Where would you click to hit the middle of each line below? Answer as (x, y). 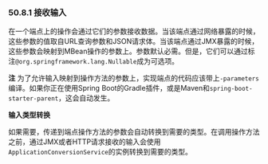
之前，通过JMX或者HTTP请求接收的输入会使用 (85, 142)
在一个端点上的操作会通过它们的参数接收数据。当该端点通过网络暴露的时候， (134, 31)
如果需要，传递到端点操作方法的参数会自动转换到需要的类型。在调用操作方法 (134, 132)
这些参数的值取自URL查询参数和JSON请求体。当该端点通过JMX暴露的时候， (134, 41)
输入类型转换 (29, 115)
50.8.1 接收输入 (37, 12)
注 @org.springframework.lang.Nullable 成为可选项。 (94, 61)
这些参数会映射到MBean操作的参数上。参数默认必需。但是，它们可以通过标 (132, 51)
